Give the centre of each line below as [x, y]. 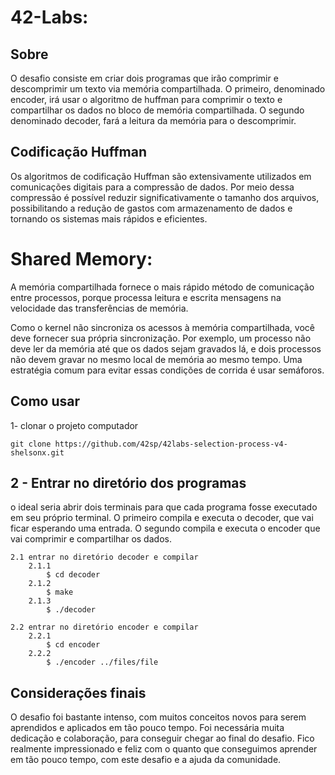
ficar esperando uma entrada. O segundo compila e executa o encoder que [165, 528]
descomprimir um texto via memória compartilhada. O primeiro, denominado [168, 89]
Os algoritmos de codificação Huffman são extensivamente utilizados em [161, 176]
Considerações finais [78, 692]
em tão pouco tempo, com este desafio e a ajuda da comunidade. [146, 760]
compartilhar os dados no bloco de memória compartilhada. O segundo [157, 110]
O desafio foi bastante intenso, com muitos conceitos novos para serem [158, 717]
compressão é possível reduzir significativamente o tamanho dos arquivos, [165, 197]
